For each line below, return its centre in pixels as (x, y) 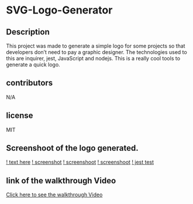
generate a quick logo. (33, 64)
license (20, 116)
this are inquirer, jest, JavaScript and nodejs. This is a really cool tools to (93, 58)
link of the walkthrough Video (61, 180)
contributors (30, 83)
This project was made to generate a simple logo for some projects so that (96, 46)
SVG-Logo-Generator (59, 10)
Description (28, 32)
